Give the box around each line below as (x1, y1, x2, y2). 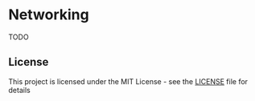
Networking (8, 6, 90, 24)
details (8, 85, 31, 95)
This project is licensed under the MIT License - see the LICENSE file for (8, 76, 248, 86)
